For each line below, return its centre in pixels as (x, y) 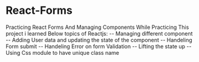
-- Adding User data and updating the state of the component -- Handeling (99, 40)
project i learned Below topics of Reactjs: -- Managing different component (99, 33)
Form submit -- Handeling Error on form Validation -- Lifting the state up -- (99, 46)
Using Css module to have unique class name (62, 52)
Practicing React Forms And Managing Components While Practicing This (97, 27)
